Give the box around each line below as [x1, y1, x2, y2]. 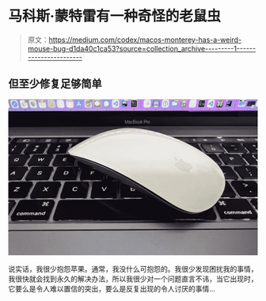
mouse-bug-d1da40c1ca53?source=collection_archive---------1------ [27, 44, 256, 53]
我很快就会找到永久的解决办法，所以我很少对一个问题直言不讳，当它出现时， [8, 274, 258, 284]
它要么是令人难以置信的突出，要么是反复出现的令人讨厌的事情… [8, 284, 216, 293]
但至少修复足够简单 [8, 77, 102, 91]
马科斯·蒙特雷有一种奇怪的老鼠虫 [8, 7, 222, 25]
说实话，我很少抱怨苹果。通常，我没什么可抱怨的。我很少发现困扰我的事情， [8, 264, 258, 273]
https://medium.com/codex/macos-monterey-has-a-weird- [48, 35, 242, 44]
